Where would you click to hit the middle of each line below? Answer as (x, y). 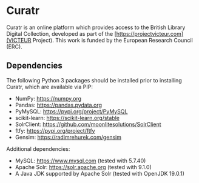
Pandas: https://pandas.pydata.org (58, 105)
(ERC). (14, 47)
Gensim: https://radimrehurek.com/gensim (68, 137)
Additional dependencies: (38, 148)
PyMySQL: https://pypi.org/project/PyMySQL (71, 111)
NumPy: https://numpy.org (48, 98)
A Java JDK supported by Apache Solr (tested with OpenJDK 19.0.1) (100, 173)
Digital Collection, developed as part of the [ (62, 33)
